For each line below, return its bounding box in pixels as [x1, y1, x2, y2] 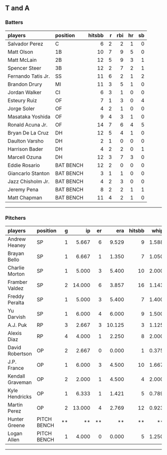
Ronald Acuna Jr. [7, 121, 48, 128]
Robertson [7, 350, 32, 357]
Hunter [7, 416, 24, 423]
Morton [7, 270, 25, 277]
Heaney [7, 242, 26, 249]
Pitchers [5, 214, 26, 221]
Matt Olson [7, 48, 33, 55]
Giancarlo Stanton [7, 169, 50, 176]
